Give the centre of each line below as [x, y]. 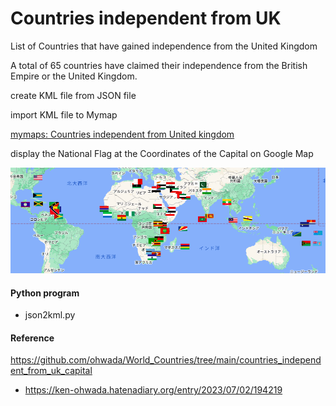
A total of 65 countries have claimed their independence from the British [159, 65]
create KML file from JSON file [73, 95]
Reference [32, 338]
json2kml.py [50, 315]
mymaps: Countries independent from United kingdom [122, 134]
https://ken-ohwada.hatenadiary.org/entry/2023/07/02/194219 [153, 390]
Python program [45, 293]
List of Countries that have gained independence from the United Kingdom [164, 46]
